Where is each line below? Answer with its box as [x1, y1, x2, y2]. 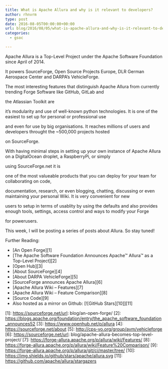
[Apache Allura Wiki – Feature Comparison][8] [12, 289, 107, 296]
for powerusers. [5, 218, 38, 224]
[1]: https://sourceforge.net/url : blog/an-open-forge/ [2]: [5, 310, 121, 316]
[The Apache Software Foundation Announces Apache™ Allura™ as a [12, 252, 153, 258]
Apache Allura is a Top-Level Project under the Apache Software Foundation [5, 53, 162, 59]
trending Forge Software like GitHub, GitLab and [5, 89, 104, 95]
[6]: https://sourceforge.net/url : [5, 331, 70, 337]
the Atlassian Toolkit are [5, 98, 55, 104]
